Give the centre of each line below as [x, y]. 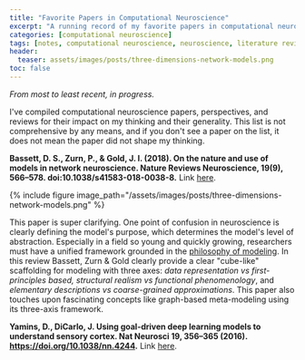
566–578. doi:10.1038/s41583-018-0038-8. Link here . [113, 177]
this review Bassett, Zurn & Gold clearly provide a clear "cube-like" [134, 260]
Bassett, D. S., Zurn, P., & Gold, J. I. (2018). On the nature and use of [139, 158]
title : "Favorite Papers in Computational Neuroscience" [119, 18]
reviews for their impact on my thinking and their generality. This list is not [148, 121]
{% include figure [42, 195]
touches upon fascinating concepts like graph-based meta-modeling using [149, 299]
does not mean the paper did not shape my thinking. [107, 141]
